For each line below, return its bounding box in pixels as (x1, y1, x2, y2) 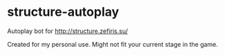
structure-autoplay (7, 4, 120, 20)
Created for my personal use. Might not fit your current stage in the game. (7, 40, 218, 48)
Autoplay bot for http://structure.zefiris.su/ (7, 27, 128, 35)
